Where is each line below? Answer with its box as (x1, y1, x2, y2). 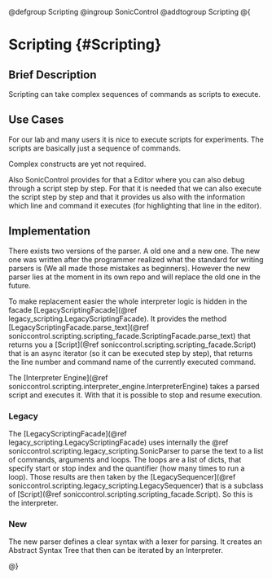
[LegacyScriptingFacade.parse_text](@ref (8, 322, 149, 332)
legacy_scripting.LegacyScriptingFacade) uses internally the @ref (8, 437, 229, 447)
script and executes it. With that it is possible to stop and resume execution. (8, 390, 263, 400)
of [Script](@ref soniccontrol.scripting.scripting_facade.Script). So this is (8, 489, 254, 499)
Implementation (8, 224, 91, 239)
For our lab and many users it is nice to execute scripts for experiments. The (8, 134, 265, 144)
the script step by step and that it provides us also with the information (8, 191, 246, 202)
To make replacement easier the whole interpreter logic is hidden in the (8, 296, 248, 306)
